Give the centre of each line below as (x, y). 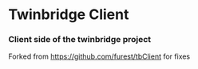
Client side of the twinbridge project (80, 40)
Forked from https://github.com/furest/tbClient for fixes (99, 56)
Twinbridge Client (69, 15)
